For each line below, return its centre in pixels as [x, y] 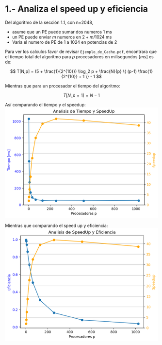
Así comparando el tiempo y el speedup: [45, 104]
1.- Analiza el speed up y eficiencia [77, 9]
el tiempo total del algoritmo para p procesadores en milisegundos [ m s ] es [79, 56]
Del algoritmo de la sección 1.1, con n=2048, [49, 22]
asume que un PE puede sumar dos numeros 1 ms [62, 32]
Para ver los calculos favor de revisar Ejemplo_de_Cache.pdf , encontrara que [81, 52]
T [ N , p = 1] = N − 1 [81, 95]
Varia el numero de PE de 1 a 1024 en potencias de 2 [65, 42]
